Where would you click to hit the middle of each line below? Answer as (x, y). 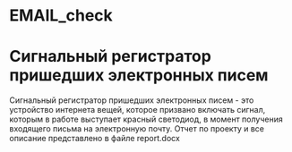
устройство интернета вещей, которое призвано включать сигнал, (137, 110)
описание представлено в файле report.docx (95, 139)
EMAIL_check (61, 16)
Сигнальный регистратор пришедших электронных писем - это (132, 100)
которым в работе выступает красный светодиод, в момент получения (146, 119)
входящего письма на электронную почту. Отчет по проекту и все (137, 129)
